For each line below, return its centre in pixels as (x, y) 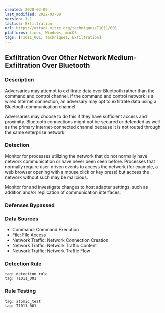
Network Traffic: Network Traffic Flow (51, 251)
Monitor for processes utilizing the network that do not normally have (76, 156)
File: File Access (29, 235)
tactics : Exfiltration (29, 24)
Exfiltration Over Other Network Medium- (71, 58)
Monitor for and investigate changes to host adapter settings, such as (77, 187)
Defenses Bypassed (30, 205)
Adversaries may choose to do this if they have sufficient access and (76, 116)
